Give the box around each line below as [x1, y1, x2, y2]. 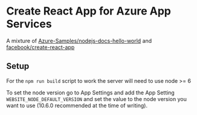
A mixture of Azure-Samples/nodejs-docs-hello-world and [6, 37, 152, 44]
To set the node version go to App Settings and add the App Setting [6, 89, 175, 96]
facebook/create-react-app [6, 44, 75, 51]
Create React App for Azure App [6, 4, 171, 18]
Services [6, 17, 53, 31]
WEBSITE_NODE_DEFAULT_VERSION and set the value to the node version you [6, 95, 187, 102]
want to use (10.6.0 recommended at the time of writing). [6, 102, 148, 109]
